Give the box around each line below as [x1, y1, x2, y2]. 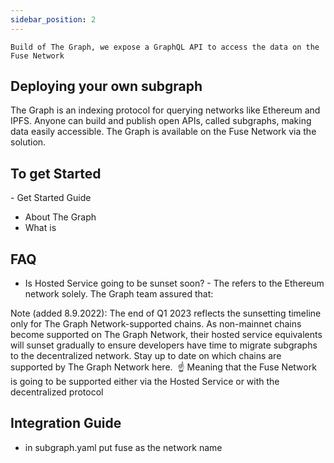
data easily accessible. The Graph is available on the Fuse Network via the [10, 126, 317, 138]
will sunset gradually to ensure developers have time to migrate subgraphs [10, 339, 318, 351]
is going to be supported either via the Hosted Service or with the [10, 376, 280, 388]
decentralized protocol [10, 386, 104, 398]
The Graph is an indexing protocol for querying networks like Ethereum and [10, 104, 321, 116]
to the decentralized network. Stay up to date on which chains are [10, 350, 282, 362]
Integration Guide [10, 415, 122, 432]
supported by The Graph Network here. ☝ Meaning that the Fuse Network [10, 361, 317, 373]
